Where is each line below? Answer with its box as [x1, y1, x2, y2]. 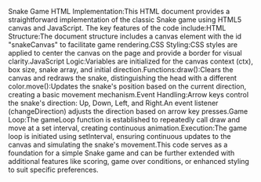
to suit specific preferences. [8, 165, 100, 174]
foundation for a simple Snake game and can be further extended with [8, 148, 235, 158]
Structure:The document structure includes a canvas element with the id [8, 31, 241, 41]
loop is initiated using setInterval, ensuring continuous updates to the [8, 132, 231, 140]
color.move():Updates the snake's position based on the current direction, [8, 82, 247, 91]
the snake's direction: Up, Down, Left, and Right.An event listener [8, 98, 219, 107]
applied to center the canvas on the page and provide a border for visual [8, 49, 242, 57]
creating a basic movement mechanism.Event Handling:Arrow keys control [8, 90, 249, 99]
